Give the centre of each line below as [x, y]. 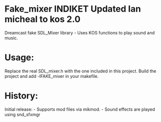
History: [21, 96]
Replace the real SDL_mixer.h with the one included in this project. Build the [80, 71]
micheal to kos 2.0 [43, 19]
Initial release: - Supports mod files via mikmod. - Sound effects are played [80, 109]
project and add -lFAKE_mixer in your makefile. [52, 76]
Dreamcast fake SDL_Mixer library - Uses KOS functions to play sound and [80, 33]
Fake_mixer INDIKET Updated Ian [73, 9]
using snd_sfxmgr [22, 114]
